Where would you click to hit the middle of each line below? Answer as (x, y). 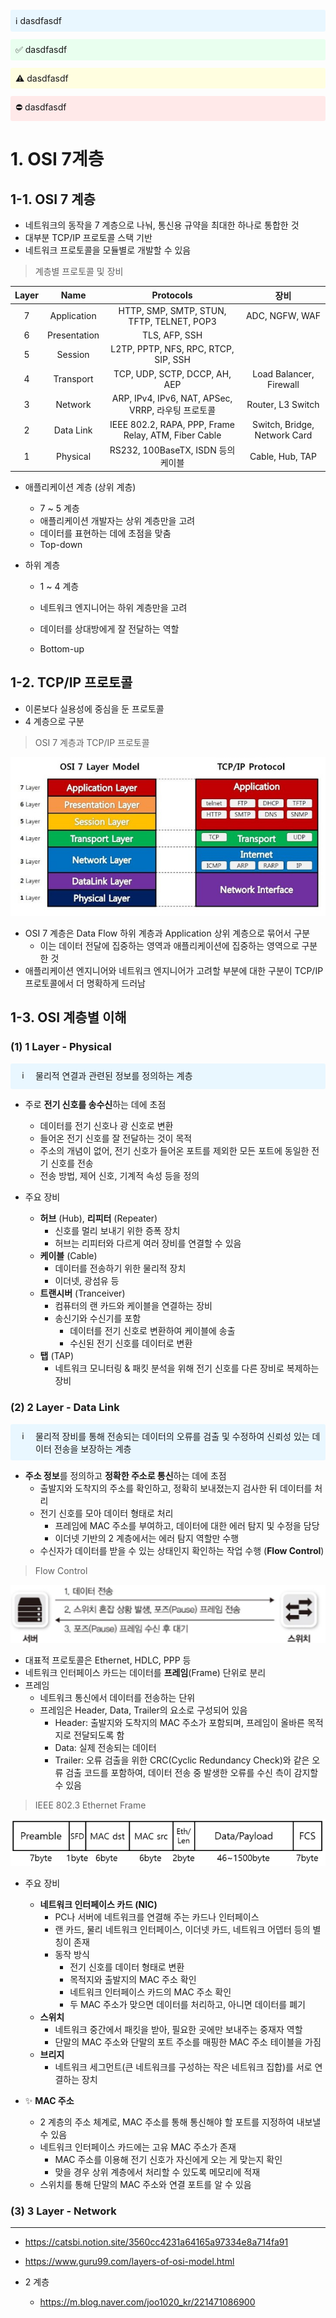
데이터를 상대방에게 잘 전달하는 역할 (109, 628)
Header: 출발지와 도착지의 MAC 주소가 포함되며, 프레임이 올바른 (180, 1723)
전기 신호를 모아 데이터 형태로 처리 (106, 1513)
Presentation (73, 335)
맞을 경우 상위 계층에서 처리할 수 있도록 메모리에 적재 (157, 2172)
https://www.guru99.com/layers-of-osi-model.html (129, 2261)
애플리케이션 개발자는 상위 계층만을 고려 (117, 520)
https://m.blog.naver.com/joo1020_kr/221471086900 (147, 2302)
